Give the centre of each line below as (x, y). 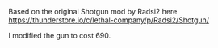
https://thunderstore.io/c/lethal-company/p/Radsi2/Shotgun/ (109, 20)
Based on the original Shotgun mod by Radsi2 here (93, 12)
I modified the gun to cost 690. (60, 36)
